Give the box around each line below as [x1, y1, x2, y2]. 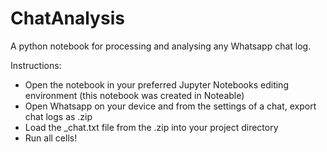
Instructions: [10, 59, 62, 71]
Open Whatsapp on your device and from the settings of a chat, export [24, 100, 317, 112]
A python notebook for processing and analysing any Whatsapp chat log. [10, 40, 312, 52]
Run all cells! [24, 132, 78, 144]
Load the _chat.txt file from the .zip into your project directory [24, 121, 279, 133]
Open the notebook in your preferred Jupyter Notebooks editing [24, 78, 289, 91]
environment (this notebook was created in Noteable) [24, 89, 245, 101]
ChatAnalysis [10, 7, 125, 30]
